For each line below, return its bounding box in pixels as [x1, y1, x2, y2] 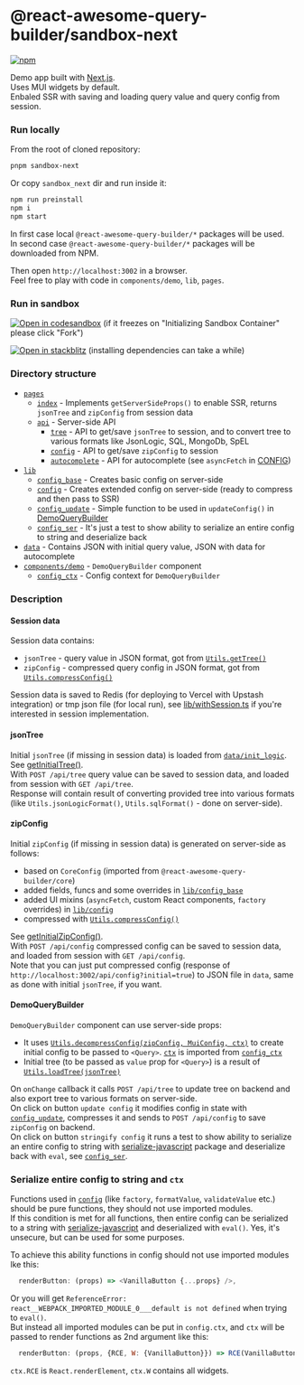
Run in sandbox [10, 297, 80, 310]
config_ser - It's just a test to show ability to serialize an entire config [36, 522, 295, 533]
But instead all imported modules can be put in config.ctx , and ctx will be [10, 1322, 285, 1333]
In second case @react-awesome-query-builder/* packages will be [10, 238, 255, 248]
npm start [10, 211, 48, 221]
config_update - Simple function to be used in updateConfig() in [36, 503, 274, 514]
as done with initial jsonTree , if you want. [10, 978, 162, 989]
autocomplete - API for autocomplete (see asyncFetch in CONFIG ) [50, 455, 291, 466]
